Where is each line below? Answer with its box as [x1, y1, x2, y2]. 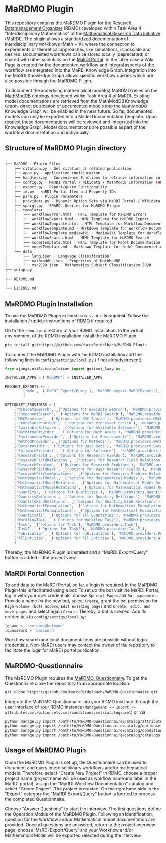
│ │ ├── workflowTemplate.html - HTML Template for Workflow [5, 221, 142, 226]
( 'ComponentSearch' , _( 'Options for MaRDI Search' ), [14, 411, 125, 417]
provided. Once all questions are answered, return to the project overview [5, 821, 156, 828]
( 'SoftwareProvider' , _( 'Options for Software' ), [14, 448, 119, 453]
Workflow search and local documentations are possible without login [5, 636, 147, 642]
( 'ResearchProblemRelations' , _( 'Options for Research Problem [14, 472, 147, 476]
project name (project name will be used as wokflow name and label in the [5, 775, 157, 781]
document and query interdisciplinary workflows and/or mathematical [5, 764, 147, 771]
